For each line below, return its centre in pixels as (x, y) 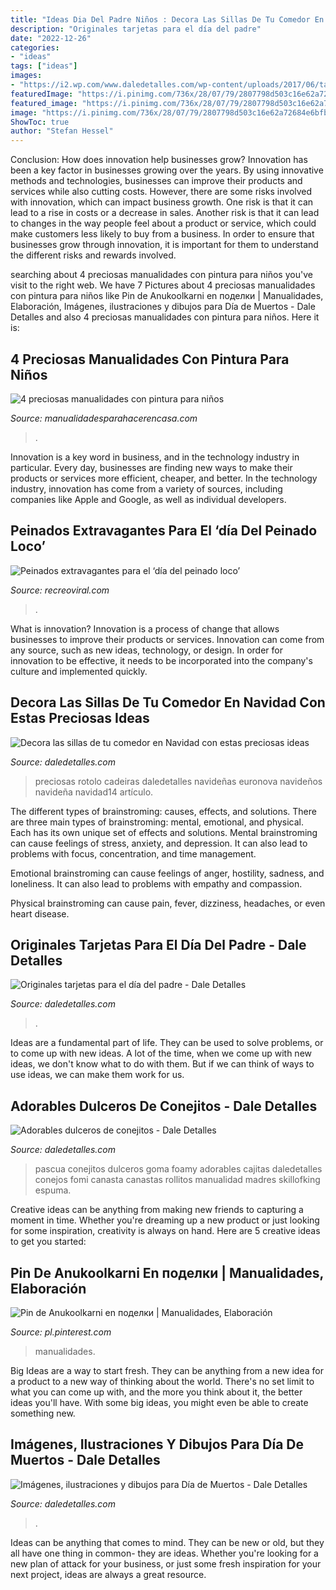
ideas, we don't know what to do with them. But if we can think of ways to (162, 1064)
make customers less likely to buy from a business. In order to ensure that (162, 234)
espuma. (53, 1190)
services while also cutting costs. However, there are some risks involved (161, 192)
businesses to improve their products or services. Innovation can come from (167, 639)
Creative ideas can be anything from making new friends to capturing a (157, 1210)
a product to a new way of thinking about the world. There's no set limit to (162, 1381)
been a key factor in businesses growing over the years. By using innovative (167, 170)
